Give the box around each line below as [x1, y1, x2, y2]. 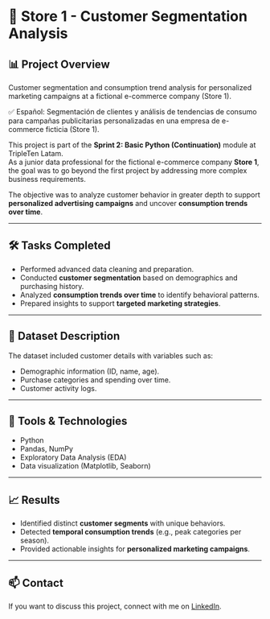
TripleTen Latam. [8, 149, 63, 158]
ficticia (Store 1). [45, 125, 100, 134]
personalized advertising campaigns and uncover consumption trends [8, 199, 248, 208]
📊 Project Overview [8, 57, 110, 71]
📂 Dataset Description [8, 329, 121, 343]
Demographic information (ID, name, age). [19, 366, 160, 376]
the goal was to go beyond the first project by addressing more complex [8, 166, 247, 175]
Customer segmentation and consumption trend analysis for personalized [8, 83, 252, 92]
